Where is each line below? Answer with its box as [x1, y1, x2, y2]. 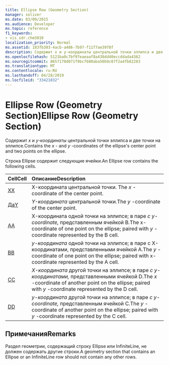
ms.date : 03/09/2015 [5, 17, 49, 22]
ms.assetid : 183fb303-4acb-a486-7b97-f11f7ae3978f [5, 45, 114, 50]
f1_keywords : [5, 31, 33, 36]
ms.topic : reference [5, 26, 49, 31]
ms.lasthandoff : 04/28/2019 [5, 73, 64, 78]
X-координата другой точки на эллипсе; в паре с [32, 266, 153, 273]
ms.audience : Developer [5, 21, 55, 27]
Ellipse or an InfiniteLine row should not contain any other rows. [5, 353, 137, 360]
